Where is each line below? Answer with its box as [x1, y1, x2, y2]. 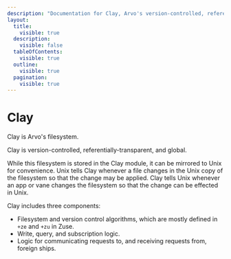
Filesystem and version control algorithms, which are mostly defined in [16, 215, 218, 223]
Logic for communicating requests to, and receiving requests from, [16, 237, 207, 245]
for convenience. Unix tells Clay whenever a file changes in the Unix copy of [7, 166, 223, 175]
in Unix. [7, 188, 29, 196]
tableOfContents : [13, 49, 63, 56]
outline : [13, 61, 38, 68]
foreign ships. [16, 245, 56, 253]
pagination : [13, 74, 48, 81]
